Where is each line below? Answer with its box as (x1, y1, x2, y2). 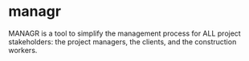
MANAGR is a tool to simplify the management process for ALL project (8, 29, 241, 38)
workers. (8, 45, 38, 55)
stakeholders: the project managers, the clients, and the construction (8, 36, 237, 46)
